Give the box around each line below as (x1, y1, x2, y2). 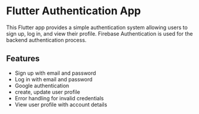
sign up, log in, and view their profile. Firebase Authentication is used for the (6, 30, 193, 37)
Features (6, 53, 40, 64)
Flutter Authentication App (6, 4, 141, 18)
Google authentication (14, 82, 70, 89)
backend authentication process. (6, 36, 87, 43)
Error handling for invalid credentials (14, 94, 104, 102)
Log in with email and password (14, 75, 93, 83)
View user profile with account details (14, 101, 108, 108)
